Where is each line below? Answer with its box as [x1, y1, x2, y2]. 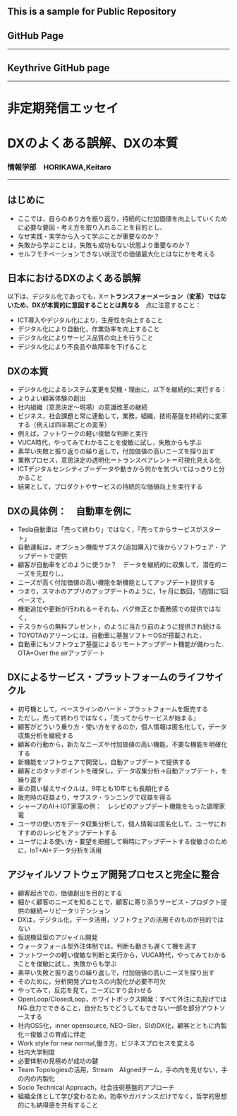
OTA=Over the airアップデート [17, 648, 106, 657]
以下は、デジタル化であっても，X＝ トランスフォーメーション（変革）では [7, 292, 221, 301]
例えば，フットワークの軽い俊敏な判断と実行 [17, 429, 148, 438]
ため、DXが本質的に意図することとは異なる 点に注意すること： [13, 301, 202, 309]
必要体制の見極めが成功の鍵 [17, 1056, 99, 1065]
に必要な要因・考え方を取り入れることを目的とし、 [17, 222, 166, 232]
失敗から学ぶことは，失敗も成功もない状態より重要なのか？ [17, 240, 191, 249]
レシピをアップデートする [42, 828, 117, 836]
